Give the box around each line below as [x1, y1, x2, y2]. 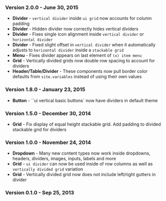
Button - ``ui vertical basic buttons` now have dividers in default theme [12, 97, 158, 103]
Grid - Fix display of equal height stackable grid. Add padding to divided [12, 121, 161, 127]
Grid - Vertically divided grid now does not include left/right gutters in [12, 172, 156, 178]
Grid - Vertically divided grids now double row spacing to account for [12, 58, 156, 64]
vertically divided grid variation [12, 166, 83, 172]
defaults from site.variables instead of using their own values [12, 74, 142, 80]
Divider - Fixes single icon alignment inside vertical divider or [12, 31, 144, 37]
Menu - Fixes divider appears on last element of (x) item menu [12, 52, 142, 58]
